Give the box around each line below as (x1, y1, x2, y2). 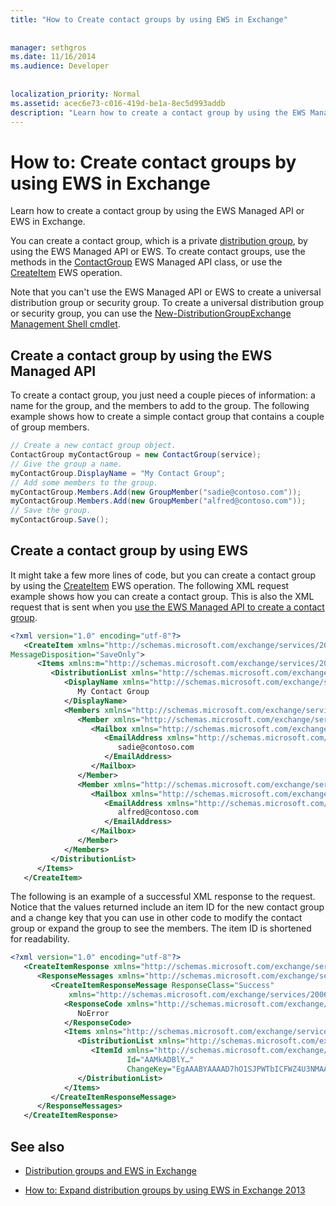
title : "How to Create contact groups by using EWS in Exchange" (10, 14, 288, 25)
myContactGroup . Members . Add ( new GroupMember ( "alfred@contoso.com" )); (10, 496, 307, 506)
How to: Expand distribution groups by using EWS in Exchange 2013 (24, 1184, 306, 1196)
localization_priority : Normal (10, 89, 141, 99)
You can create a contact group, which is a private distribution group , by (10, 235, 308, 247)
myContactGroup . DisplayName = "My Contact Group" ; (10, 468, 226, 478)
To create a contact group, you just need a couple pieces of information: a (10, 389, 316, 401)
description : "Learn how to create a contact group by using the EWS (10, 107, 307, 118)
